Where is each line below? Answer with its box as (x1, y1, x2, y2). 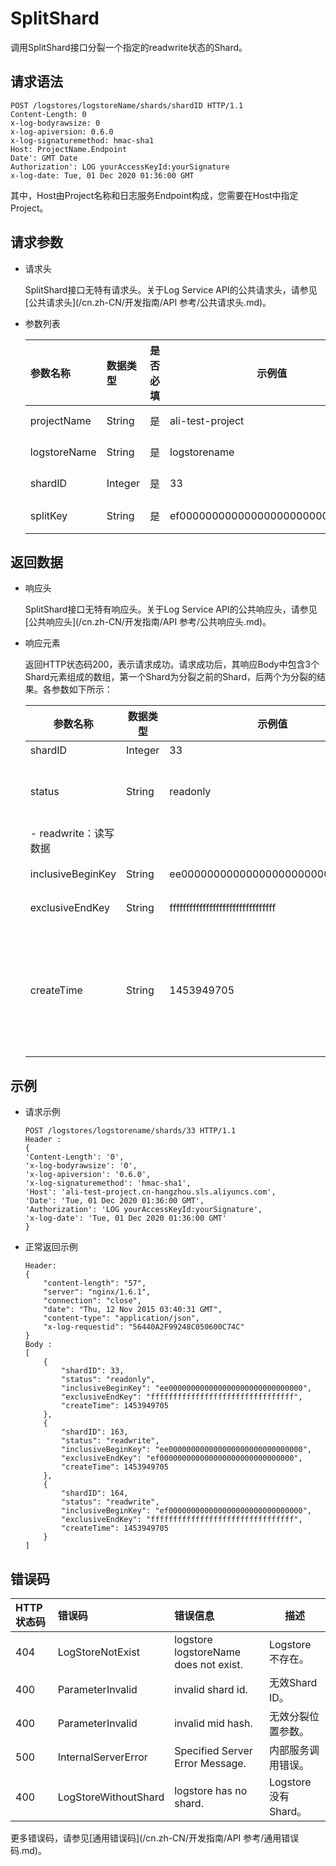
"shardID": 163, (61, 1427, 129, 1437)
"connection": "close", (43, 1296, 142, 1306)
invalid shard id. (174, 1683, 248, 1696)
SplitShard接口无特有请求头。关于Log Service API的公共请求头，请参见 (24, 283, 318, 296)
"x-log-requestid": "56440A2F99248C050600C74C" (43, 1322, 245, 1332)
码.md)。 (10, 1845, 47, 1856)
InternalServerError (57, 1750, 148, 1764)
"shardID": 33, (61, 1366, 125, 1376)
